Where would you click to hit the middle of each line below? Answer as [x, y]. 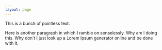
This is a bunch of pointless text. [38, 23]
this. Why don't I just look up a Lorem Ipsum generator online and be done [79, 38]
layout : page [18, 9]
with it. [12, 43]
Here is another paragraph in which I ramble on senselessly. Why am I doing [81, 33]
